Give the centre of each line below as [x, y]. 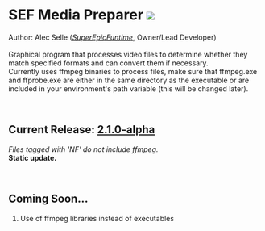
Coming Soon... [48, 199]
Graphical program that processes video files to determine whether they [128, 54]
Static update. [33, 157]
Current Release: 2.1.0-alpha [82, 130]
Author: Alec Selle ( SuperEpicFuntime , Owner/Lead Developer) [112, 37]
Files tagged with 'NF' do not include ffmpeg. [83, 149]
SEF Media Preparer [76, 15]
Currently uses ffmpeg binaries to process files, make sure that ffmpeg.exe [133, 71]
